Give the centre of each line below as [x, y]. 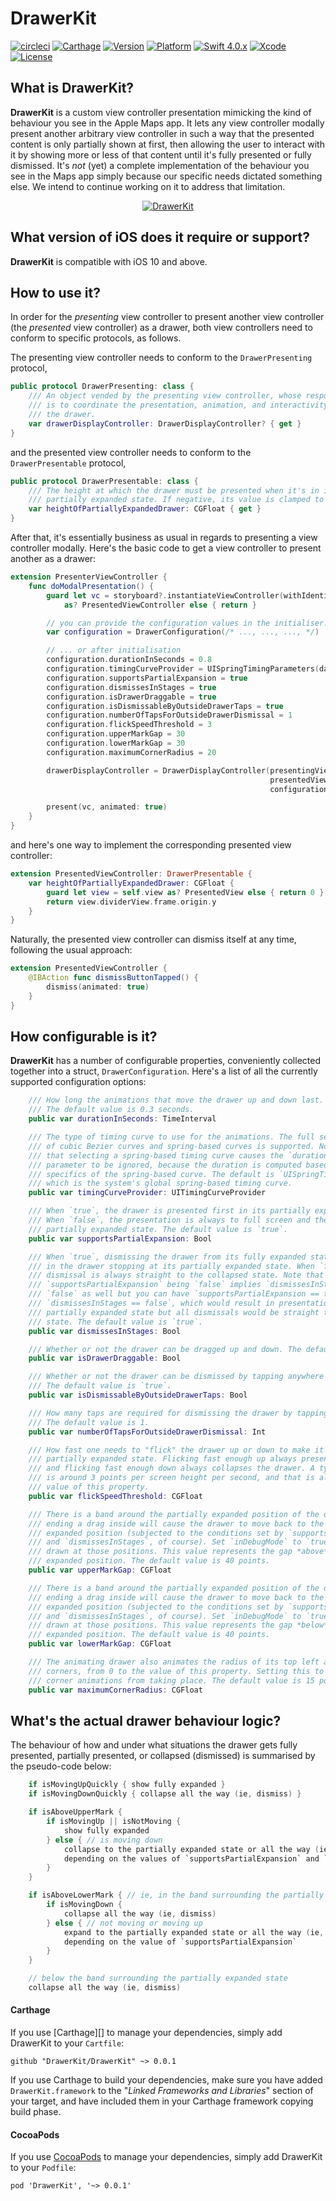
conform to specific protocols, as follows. [96, 338]
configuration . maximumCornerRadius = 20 [131, 752]
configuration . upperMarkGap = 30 [116, 734]
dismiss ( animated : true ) [98, 987]
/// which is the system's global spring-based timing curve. [160, 1183]
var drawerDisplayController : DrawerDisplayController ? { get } [165, 423]
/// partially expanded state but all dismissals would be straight [174, 1312]
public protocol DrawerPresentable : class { [104, 481]
